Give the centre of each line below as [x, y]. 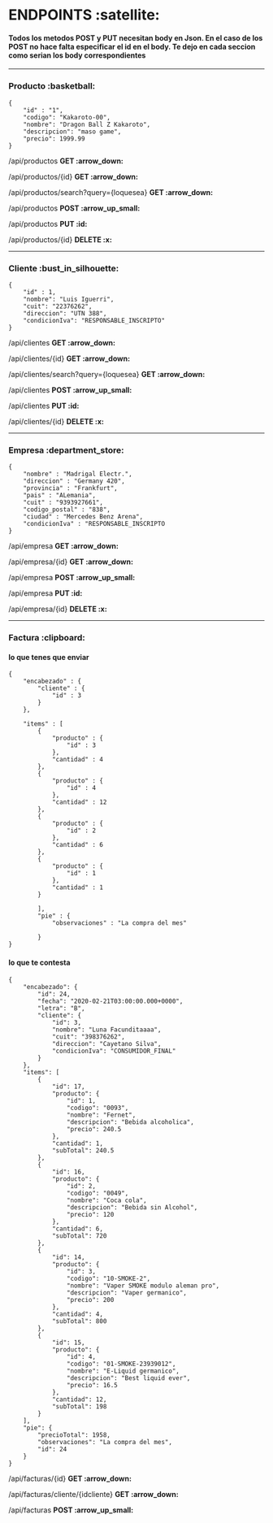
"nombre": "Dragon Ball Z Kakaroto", [87, 124]
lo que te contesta [39, 962]
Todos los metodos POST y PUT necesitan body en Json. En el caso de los [136, 37]
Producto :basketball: [52, 86]
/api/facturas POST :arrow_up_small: [71, 1510]
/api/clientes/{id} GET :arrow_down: [69, 358]
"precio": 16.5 [92, 1385]
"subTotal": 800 [79, 1321]
